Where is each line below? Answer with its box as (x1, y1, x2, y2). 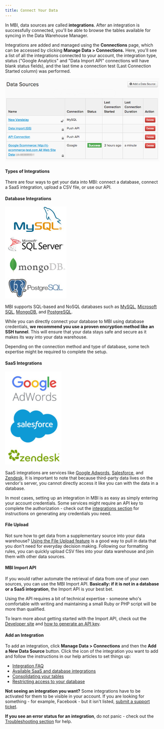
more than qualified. (5, 606, 46, 612)
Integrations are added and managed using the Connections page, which (5, 42, 153, 48)
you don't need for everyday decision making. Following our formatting (5, 543, 148, 549)
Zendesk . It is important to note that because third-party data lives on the (5, 475, 153, 481)
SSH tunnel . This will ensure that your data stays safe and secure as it (5, 329, 147, 335)
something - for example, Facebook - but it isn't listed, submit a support (5, 699, 150, 704)
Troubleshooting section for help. (5, 719, 72, 725)
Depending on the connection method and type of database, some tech (5, 344, 150, 350)
